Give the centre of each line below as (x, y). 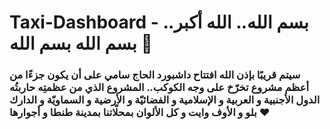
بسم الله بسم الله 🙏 (81, 43)
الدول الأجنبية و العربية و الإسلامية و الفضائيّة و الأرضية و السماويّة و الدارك (165, 100)
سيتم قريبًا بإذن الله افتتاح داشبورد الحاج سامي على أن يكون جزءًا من (155, 75)
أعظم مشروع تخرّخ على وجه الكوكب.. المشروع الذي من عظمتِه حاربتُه (159, 88)
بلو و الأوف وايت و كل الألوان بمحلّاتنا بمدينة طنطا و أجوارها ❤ (140, 113)
